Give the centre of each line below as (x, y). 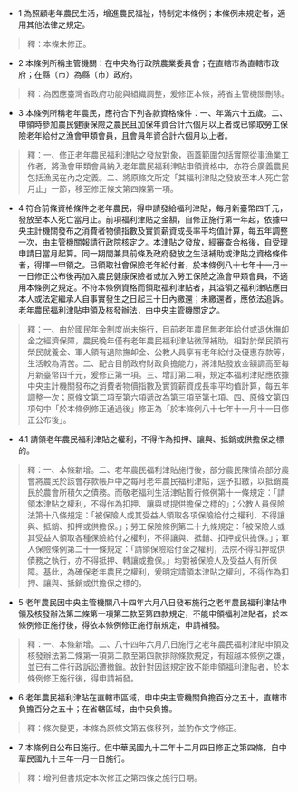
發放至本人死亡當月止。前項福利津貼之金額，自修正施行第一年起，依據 (149, 219)
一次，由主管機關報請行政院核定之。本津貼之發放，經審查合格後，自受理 (153, 242)
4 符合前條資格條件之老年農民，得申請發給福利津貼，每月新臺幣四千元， (153, 208)
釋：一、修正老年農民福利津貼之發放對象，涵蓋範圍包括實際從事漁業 (154, 155)
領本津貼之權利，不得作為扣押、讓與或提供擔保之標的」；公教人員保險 (156, 504)
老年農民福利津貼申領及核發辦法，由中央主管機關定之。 (121, 310)
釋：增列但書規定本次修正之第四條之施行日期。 (114, 778)
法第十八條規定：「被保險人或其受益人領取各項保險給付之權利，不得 (152, 515)
